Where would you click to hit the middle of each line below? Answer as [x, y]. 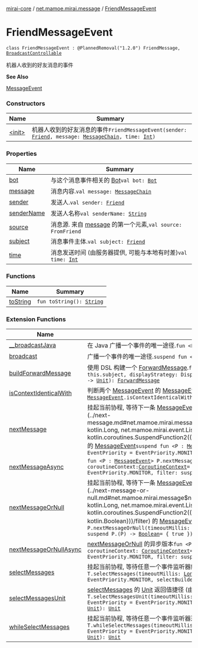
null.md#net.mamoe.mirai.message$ [138, 498]
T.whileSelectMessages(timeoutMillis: [142, 626]
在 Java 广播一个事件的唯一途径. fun [136, 346]
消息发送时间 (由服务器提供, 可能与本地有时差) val [119, 252]
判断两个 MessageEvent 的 [124, 391]
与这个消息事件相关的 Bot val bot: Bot [104, 180]
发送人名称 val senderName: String [99, 213]
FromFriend [66, 231]
